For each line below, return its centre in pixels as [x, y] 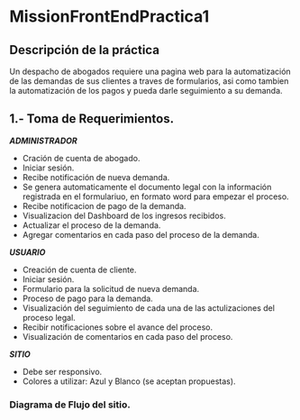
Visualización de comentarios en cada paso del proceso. [127, 336]
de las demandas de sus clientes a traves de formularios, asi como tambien [149, 81]
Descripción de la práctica [85, 50]
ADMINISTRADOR [44, 141]
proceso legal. [49, 317]
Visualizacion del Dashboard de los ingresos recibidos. [124, 215]
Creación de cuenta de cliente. [79, 269]
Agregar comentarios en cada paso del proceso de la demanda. [141, 234]
